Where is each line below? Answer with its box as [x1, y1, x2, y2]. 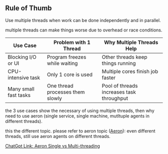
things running [101, 59, 136, 66]
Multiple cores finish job [101, 67, 158, 74]
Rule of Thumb [5, 4, 52, 12]
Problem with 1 [53, 38, 91, 45]
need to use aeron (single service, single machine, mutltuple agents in [5, 112, 150, 119]
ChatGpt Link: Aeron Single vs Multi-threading [5, 142, 100, 149]
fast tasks [7, 91, 31, 98]
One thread [46, 82, 73, 89]
